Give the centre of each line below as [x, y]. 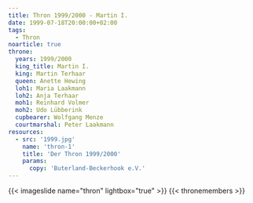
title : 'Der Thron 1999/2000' [72, 154]
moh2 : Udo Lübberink [49, 111]
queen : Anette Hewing [51, 81]
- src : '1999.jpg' [46, 139]
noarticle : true [35, 45]
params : [35, 161]
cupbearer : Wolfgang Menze [59, 118]
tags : [17, 30]
